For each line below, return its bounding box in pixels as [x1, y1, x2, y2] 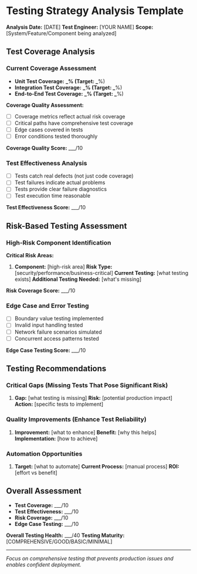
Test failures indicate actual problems [14, 179, 106, 186]
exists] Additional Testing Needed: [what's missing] [14, 276, 142, 283]
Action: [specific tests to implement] [14, 400, 104, 408]
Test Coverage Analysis [6, 47, 95, 57]
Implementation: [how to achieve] [14, 435, 98, 442]
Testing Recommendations [6, 364, 107, 373]
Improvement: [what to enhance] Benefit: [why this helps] [14, 429, 157, 436]
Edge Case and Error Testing [6, 302, 89, 310]
